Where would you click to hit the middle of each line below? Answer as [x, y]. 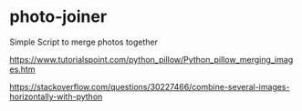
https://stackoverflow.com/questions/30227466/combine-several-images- [150, 86]
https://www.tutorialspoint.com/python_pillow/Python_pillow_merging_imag [151, 59]
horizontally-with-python [56, 96]
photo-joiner [58, 17]
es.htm [22, 69]
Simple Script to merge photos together [83, 42]
